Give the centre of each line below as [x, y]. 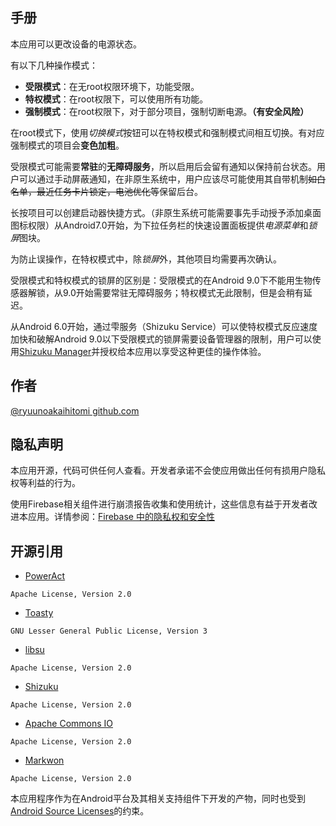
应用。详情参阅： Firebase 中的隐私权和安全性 [121, 517]
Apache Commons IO [69, 724]
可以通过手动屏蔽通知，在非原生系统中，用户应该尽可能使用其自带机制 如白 [172, 179]
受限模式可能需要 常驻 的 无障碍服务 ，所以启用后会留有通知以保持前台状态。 [163, 166]
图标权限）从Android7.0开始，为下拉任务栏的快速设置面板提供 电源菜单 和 [159, 225]
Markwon [44, 760]
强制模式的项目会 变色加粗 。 [67, 145]
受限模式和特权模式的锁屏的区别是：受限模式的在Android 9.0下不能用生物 [161, 280]
